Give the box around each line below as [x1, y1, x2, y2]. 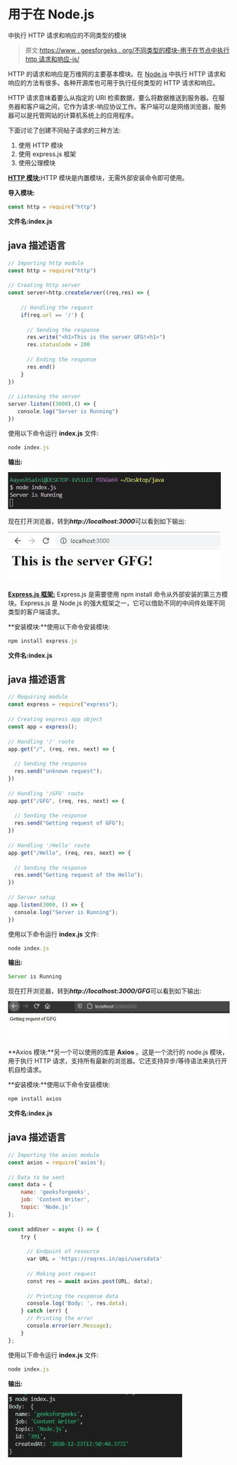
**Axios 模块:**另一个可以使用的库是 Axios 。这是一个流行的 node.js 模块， [8, 1048, 229, 1056]
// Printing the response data [26, 1293, 119, 1300]
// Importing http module [8, 260, 84, 267]
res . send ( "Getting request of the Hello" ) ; [14, 872, 143, 879]
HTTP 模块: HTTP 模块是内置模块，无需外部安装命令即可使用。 [8, 173, 188, 182]
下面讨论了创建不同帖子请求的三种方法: [8, 126, 122, 134]
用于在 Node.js [8, 6, 95, 23]
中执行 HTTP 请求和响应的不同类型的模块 [8, 31, 127, 39]
